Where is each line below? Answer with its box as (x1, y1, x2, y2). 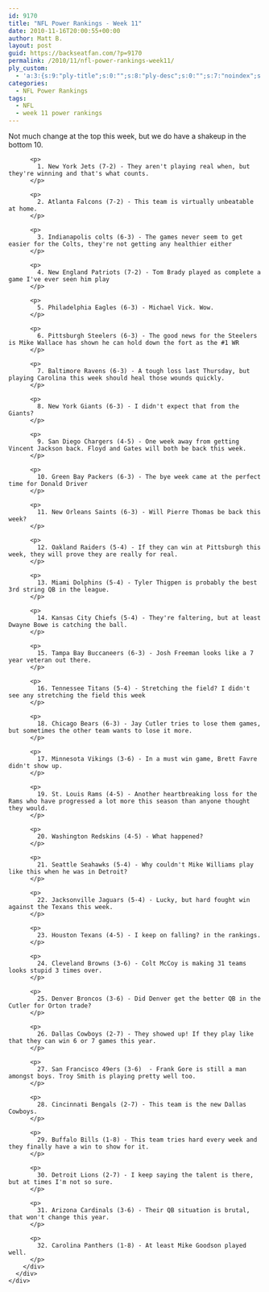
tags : (8, 94, 27, 102)
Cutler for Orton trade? (8, 1002, 92, 1010)
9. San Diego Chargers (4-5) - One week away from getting (37, 438, 240, 446)
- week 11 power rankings (15, 110, 103, 118)
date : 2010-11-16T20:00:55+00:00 (8, 27, 121, 35)
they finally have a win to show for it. (8, 1143, 150, 1151)
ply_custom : (8, 64, 48, 73)
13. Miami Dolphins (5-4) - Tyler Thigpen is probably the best (37, 579, 258, 587)
